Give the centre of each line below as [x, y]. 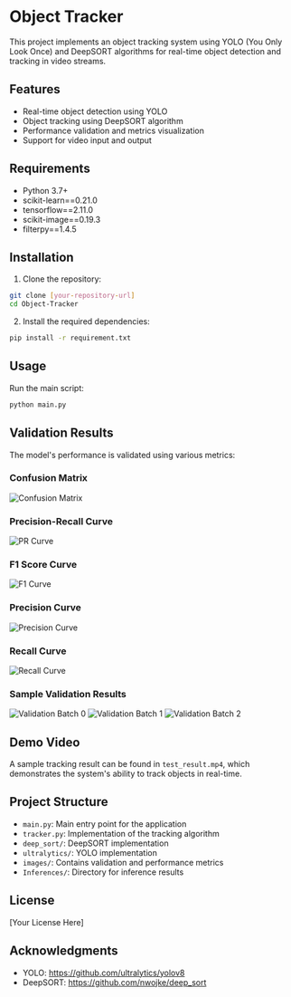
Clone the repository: [62, 279]
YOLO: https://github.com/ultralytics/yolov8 [103, 973]
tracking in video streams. [58, 61]
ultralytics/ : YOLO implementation [90, 852]
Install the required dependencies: [86, 321]
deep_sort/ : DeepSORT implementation [95, 843]
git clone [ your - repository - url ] [72, 296]
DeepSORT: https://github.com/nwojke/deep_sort [114, 982]
